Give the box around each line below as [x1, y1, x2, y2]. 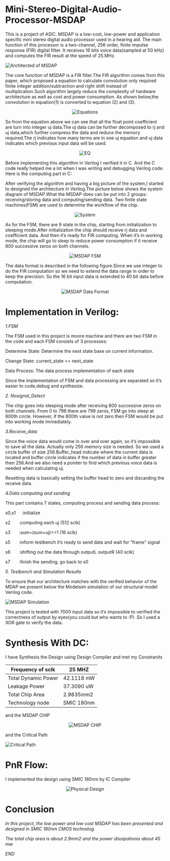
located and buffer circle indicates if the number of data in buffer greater [5, 454, 157, 460]
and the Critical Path [5, 731, 48, 737]
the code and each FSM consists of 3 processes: [5, 338, 108, 344]
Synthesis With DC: [5, 637, 89, 649]
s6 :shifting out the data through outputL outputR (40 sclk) [5, 549, 135, 555]
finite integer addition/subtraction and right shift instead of [5, 83, 127, 89]
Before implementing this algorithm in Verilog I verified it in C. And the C [5, 159, 155, 166]
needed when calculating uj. [5, 465, 64, 471]
